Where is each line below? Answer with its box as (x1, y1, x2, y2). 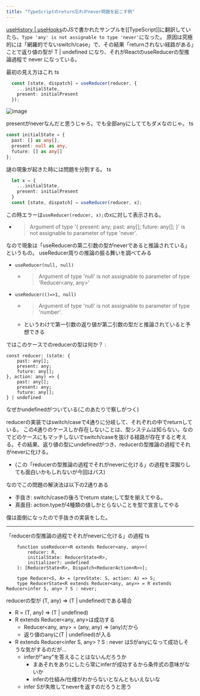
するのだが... (35, 645, 67, 653)
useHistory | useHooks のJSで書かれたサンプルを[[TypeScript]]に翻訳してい (6, 26, 192, 33)
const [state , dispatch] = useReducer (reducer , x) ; (11, 200, 143, 206)
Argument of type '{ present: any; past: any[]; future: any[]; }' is (29, 223, 186, 230)
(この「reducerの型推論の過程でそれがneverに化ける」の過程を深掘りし (14, 460, 191, 468)
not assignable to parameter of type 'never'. (29, 229, 137, 236)
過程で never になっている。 (11, 55, 80, 63)
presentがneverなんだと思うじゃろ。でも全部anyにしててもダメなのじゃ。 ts (6, 120, 194, 127)
